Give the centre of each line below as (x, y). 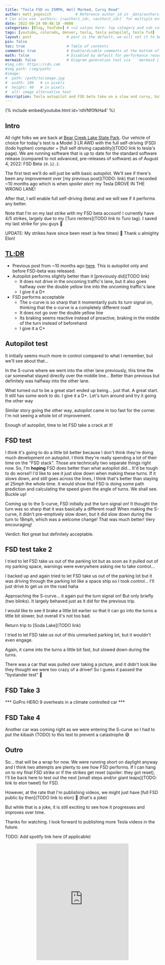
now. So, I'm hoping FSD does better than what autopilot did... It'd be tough (82, 468)
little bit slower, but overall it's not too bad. (48, 616)
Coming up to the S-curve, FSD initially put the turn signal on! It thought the (82, 504)
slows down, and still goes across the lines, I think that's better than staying (82, 478)
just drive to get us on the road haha (42, 586)
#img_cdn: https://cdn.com (33, 64)
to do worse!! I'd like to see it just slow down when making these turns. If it (81, 473)
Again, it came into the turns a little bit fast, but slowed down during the (77, 650)
